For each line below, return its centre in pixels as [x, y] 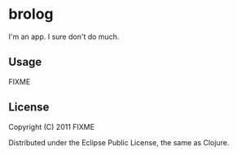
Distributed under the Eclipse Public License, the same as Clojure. [119, 142]
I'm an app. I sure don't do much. [64, 37]
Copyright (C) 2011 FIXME [52, 127]
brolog [31, 14]
